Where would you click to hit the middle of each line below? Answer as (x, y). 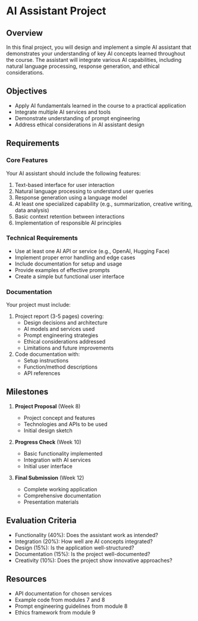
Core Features (27, 160)
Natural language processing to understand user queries (84, 191)
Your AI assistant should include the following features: (73, 173)
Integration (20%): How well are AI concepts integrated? (84, 541)
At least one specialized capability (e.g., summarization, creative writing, (104, 204)
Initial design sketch (48, 430)
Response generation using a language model (71, 197)
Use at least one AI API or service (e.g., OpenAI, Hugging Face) (92, 251)
